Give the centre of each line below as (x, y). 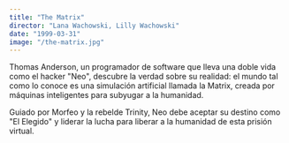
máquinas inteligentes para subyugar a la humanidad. (106, 95)
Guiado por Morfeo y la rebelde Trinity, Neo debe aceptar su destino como (145, 112)
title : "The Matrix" (47, 17)
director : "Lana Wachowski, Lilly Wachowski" (94, 26)
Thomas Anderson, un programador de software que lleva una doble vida (143, 67)
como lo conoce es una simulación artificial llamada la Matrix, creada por (142, 86)
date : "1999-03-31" (45, 34)
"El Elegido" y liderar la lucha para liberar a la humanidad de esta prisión (141, 122)
